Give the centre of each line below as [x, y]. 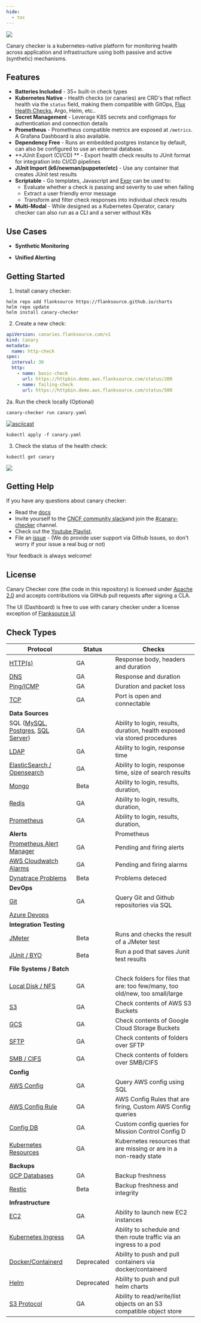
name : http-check [33, 351]
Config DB [24, 1128]
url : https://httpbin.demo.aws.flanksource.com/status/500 [97, 390]
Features [23, 77]
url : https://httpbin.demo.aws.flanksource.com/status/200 [97, 379]
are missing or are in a [146, 1149]
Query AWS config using [150, 1082]
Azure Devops [29, 915]
